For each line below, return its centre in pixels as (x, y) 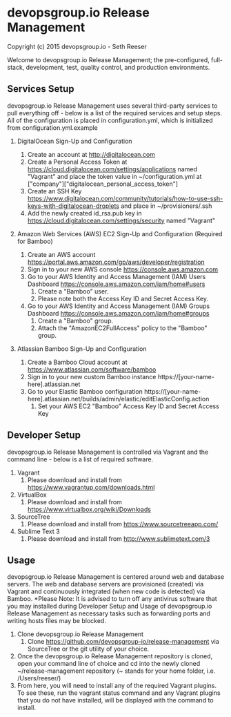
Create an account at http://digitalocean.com (91, 154)
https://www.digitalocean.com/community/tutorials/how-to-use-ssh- (125, 198)
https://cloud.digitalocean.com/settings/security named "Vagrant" (121, 220)
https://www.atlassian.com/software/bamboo (92, 369)
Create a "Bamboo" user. (73, 291)
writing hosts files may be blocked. (57, 621)
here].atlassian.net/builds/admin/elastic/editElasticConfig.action (118, 399)
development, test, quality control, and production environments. (118, 67)
